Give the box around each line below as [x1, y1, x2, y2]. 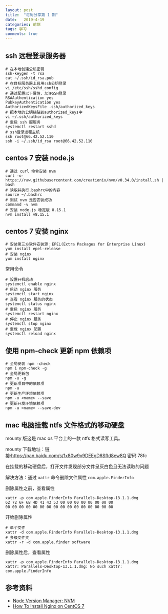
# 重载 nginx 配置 [5, 326, 41, 332]
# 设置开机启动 [5, 277, 33, 282]
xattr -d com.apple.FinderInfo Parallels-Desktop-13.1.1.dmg [5, 530, 139, 535]
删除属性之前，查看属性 [5, 485, 55, 492]
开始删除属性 [5, 514, 32, 520]
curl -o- [5, 173, 24, 178]
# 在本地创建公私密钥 [5, 66, 45, 72]
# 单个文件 [5, 525, 26, 530]
